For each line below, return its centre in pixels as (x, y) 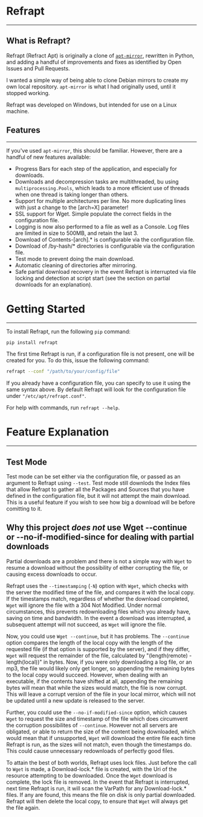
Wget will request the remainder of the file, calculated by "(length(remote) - (99, 655)
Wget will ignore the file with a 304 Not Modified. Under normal (84, 605)
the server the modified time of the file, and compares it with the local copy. (101, 592)
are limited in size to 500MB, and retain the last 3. (77, 233)
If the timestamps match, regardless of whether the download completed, (98, 598)
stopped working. (28, 93)
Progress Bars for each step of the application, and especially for (96, 168)
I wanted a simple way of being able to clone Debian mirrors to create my (97, 80)
